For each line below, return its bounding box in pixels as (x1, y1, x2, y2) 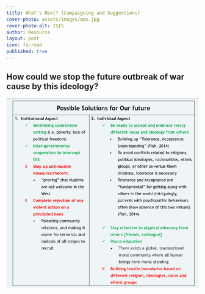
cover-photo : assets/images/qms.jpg (6, 16, 99, 23)
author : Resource (6, 29, 51, 35)
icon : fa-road (6, 42, 43, 48)
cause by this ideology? (6, 81, 99, 91)
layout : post (6, 35, 40, 42)
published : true (6, 49, 48, 55)
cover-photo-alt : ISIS (6, 23, 64, 29)
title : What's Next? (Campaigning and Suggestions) (6, 10, 140, 16)
